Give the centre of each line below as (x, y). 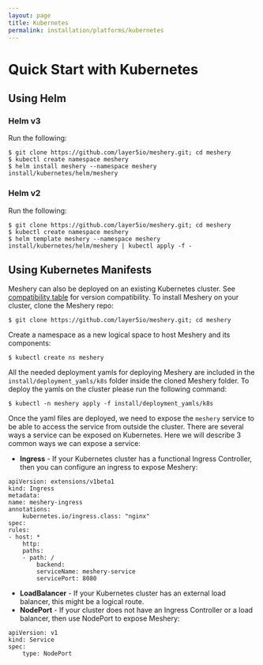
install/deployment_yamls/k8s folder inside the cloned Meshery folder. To (129, 381)
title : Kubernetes (38, 23)
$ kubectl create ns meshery (56, 358)
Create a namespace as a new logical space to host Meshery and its (119, 335)
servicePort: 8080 (67, 579)
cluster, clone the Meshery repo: (61, 306)
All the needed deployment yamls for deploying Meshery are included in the (131, 372)
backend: (51, 565)
